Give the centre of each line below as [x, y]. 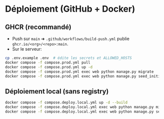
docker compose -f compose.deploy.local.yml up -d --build [66, 103]
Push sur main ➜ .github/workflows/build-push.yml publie [71, 39]
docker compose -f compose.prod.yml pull [48, 62]
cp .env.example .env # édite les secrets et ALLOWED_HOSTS [69, 58]
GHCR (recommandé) [38, 27]
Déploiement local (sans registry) [57, 91]
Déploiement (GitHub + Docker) [70, 9]
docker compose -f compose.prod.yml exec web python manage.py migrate [79, 72]
